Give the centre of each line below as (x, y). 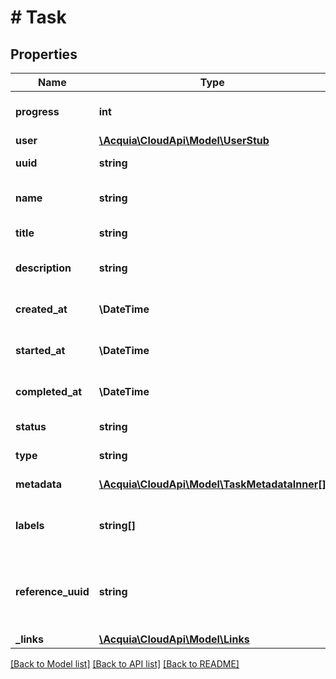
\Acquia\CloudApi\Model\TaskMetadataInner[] (212, 484)
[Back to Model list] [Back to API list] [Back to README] (125, 664)
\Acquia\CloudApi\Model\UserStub (184, 140)
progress (37, 111)
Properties (44, 54)
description (43, 268)
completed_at (49, 391)
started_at (40, 350)
